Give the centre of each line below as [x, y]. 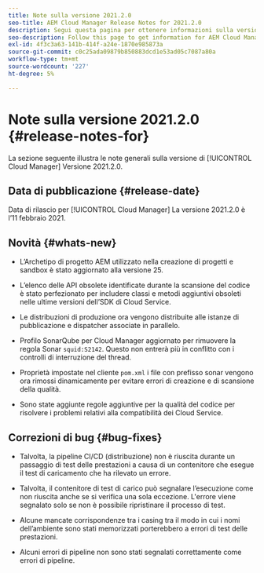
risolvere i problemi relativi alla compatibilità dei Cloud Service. [121, 413]
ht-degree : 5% [31, 74]
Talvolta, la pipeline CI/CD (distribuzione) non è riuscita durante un [127, 456]
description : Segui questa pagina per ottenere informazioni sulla [121, 30]
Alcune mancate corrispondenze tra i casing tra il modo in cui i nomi [130, 520]
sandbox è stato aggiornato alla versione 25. [91, 270]
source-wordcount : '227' [49, 67]
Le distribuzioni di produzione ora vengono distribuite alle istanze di [129, 317]
